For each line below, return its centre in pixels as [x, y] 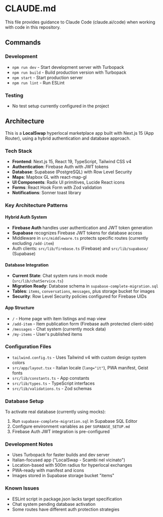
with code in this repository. [33, 27]
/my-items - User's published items [47, 334]
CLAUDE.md [31, 9]
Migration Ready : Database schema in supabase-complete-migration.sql [85, 286]
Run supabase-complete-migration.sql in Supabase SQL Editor [75, 421]
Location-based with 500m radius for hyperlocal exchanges [72, 465]
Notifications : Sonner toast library [46, 193]
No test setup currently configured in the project [61, 106]
